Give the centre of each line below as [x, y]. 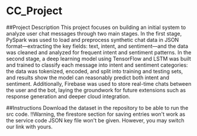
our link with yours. [30, 127]
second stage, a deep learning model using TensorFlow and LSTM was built [98, 59]
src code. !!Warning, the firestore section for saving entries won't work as [96, 114]
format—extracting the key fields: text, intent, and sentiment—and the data [97, 46]
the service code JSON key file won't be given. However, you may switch [95, 120]
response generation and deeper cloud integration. [68, 96]
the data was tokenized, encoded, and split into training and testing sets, [95, 71]
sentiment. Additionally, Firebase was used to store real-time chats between [99, 83]
